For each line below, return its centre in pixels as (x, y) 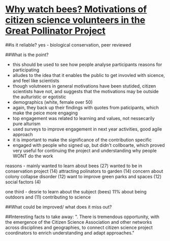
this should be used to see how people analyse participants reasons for (87, 64)
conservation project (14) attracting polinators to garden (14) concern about (84, 171)
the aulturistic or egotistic (39, 97)
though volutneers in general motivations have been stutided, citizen (84, 86)
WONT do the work (33, 156)
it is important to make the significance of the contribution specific (82, 140)
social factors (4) (23, 182)
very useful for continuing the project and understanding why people (84, 150)
